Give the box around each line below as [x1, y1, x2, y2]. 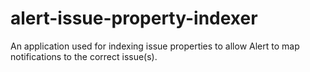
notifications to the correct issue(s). [10, 50, 158, 62]
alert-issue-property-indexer [10, 7, 258, 30]
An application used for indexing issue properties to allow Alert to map [10, 40, 300, 52]
